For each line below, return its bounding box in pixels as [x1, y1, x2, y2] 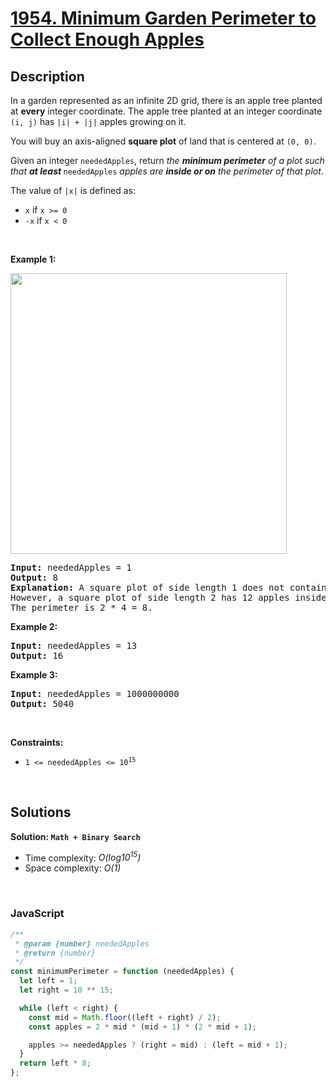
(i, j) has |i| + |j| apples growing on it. [10, 116, 187, 127]
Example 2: [10, 621, 58, 632]
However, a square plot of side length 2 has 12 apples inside [10, 592, 327, 603]
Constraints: [10, 737, 64, 748]
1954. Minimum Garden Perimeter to [10, 7, 317, 30]
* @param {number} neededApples [14, 938, 150, 949]
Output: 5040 [10, 698, 75, 709]
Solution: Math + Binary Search [10, 830, 141, 842]
